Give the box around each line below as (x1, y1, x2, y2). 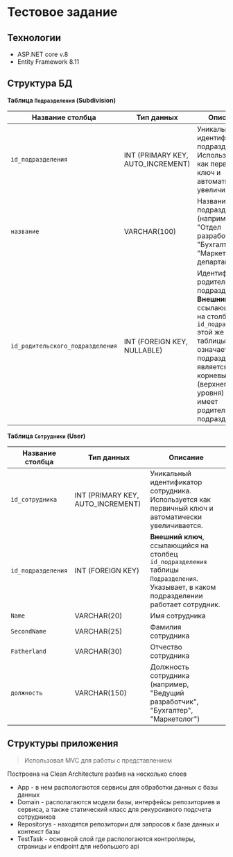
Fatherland (10, 647, 46, 655)
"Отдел (197, 222, 222, 232)
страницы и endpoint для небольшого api (17, 842, 139, 850)
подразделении (150, 591, 203, 600)
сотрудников (17, 813, 56, 821)
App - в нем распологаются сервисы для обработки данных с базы (17, 783, 218, 791)
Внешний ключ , (150, 532, 205, 541)
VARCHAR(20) (74, 611, 123, 620)
